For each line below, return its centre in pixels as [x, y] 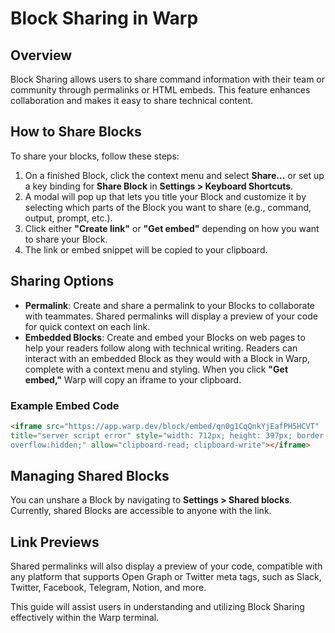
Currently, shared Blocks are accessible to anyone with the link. [141, 511]
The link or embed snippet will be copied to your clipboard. [146, 249]
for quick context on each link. [87, 326]
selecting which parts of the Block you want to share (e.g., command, [168, 207]
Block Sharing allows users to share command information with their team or [168, 79]
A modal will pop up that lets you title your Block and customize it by [165, 196]
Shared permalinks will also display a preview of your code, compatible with [166, 566]
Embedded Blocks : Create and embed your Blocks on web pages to [165, 337]
